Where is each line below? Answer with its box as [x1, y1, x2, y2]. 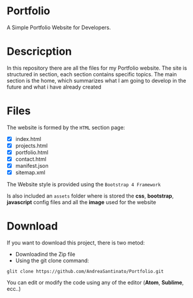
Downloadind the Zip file [15, 251, 76, 258]
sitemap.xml [15, 169, 46, 176]
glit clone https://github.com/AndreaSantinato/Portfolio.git [7, 269, 164, 275]
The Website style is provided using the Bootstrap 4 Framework [7, 181, 161, 188]
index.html [15, 135, 42, 142]
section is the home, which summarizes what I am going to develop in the [7, 77, 186, 84]
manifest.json [15, 162, 49, 170]
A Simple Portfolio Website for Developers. [7, 24, 112, 31]
